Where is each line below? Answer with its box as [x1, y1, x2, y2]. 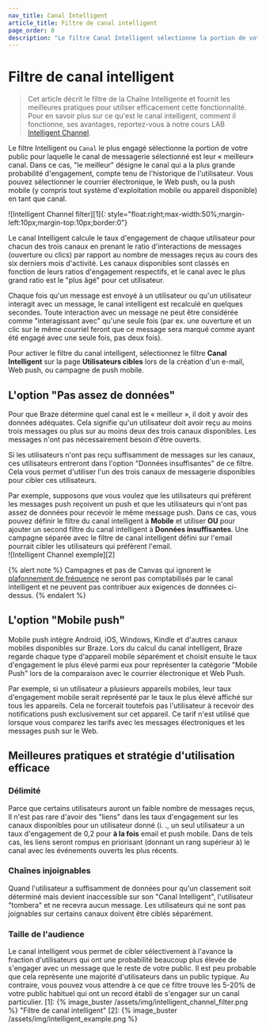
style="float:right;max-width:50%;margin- [107, 210, 245, 219]
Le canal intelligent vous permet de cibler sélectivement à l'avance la [8, 947, 234, 956]
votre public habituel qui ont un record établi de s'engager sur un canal [8, 989, 240, 998]
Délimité [8, 786, 41, 797]
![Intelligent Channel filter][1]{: [8, 210, 106, 219]
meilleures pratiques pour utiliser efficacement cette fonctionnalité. [27, 102, 247, 112]
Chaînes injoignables [8, 865, 91, 876]
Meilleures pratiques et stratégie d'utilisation [8, 749, 235, 763]
